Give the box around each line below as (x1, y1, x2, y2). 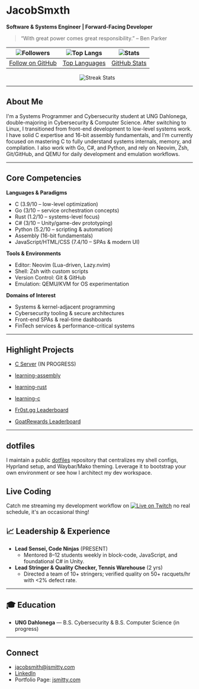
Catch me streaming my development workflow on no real (6, 502, 191, 509)
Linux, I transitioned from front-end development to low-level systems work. (6, 125, 192, 132)
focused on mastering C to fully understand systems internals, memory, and (6, 138, 192, 145)
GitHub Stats (111, 59, 147, 67)
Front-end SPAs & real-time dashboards (14, 316, 113, 323)
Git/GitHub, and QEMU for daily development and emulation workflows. (6, 150, 180, 157)
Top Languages (62, 59, 106, 67)
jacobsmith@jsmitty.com (14, 663, 75, 671)
